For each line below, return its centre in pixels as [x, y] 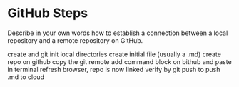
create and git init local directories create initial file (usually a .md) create [114, 54]
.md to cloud [26, 77]
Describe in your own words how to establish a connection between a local [118, 33]
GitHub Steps [47, 13]
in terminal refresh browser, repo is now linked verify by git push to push [114, 69]
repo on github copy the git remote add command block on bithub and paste [119, 61]
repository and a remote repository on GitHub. [75, 40]
